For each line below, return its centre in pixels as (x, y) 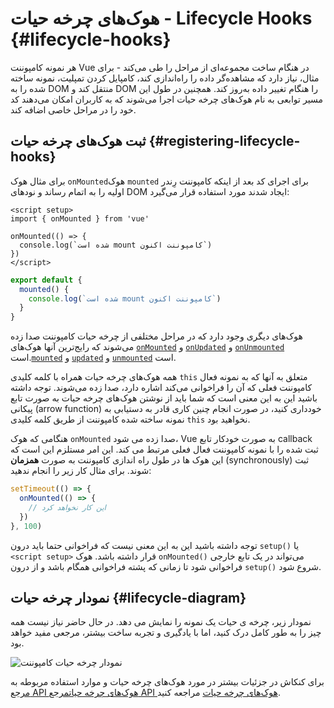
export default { (46, 280)
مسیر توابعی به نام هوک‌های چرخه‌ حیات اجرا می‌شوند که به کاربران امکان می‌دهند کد (166, 99)
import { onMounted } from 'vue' (80, 218)
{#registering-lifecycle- (224, 141)
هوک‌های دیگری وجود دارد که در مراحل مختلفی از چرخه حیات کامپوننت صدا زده (156, 336)
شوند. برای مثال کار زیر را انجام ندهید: (81, 471)
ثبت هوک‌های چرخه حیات (78, 141)
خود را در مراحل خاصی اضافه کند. (73, 109)
